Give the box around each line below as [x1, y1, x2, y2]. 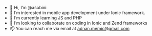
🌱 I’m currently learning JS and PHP [9, 15, 82, 20]
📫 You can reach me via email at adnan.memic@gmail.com [9, 26, 130, 31]
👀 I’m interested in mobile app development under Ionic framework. [9, 10, 146, 16]
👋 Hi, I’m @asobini [9, 5, 46, 10]
